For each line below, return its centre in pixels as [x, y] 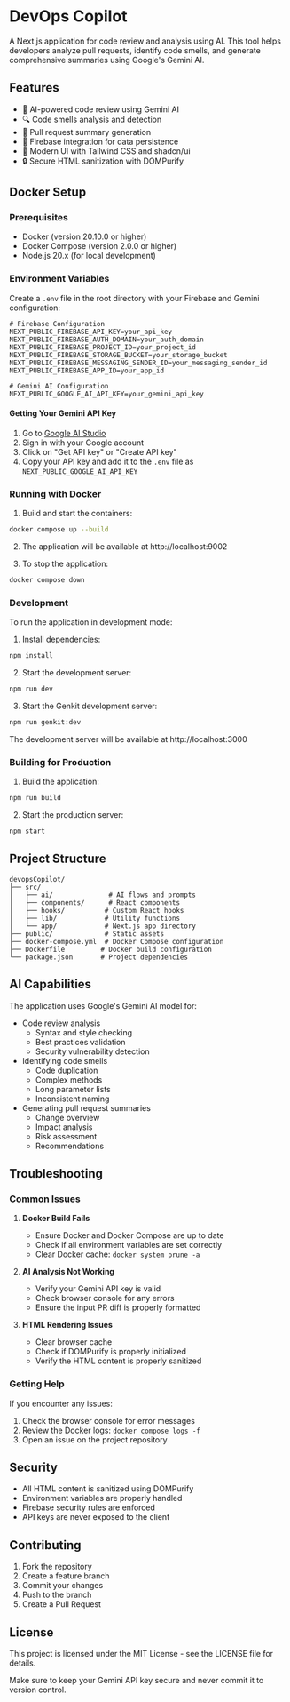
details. [23, 1663]
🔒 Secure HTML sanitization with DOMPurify [103, 161]
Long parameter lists [73, 1089]
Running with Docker [55, 493]
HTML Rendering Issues [67, 1325]
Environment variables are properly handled [102, 1498]
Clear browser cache [74, 1342]
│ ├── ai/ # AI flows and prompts [103, 895]
